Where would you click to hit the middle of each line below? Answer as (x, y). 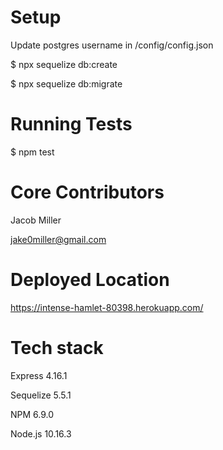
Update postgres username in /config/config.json (112, 45)
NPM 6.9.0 (32, 414)
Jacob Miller (36, 220)
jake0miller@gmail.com (58, 239)
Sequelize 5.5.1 (41, 395)
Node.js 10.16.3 (41, 433)
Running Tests (71, 124)
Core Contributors (87, 192)
